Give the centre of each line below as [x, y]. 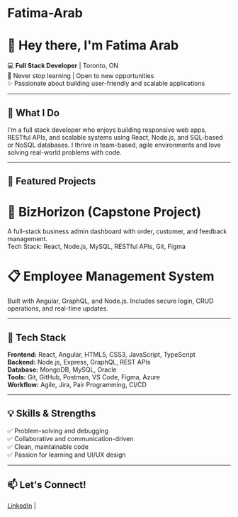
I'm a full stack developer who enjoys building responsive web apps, [107, 130]
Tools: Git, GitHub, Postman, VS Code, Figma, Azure [84, 377]
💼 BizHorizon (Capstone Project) [104, 212]
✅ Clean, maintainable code [48, 446]
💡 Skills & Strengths [52, 414]
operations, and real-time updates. [58, 308]
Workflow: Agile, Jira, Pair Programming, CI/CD [77, 385]
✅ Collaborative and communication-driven [70, 438]
